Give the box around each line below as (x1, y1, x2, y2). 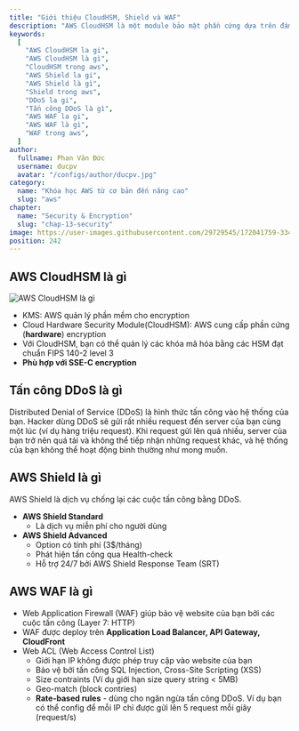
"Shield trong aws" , (25, 87, 101, 96)
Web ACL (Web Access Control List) (21, 646, 155, 656)
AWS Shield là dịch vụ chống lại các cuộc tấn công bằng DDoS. (9, 494, 242, 504)
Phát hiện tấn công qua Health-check (35, 549, 174, 559)
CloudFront (21, 636, 65, 647)
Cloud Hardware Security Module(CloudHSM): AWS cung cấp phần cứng (21, 319, 290, 330)
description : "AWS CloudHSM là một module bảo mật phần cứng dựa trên (9, 21, 277, 30)
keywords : (9, 29, 46, 38)
